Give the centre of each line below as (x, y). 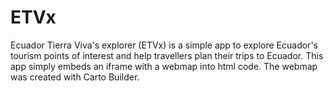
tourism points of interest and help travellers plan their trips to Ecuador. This (167, 55)
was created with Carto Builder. (75, 77)
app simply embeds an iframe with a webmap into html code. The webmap (164, 66)
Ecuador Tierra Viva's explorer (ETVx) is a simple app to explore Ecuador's (164, 45)
